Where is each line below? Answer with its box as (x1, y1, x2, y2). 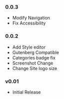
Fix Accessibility (12, 20, 46, 26)
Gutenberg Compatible (12, 49, 60, 55)
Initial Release (12, 89, 41, 95)
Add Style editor (12, 44, 46, 50)
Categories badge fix (12, 54, 56, 60)
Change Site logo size (12, 65, 58, 71)
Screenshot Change (12, 60, 54, 66)
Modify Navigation (12, 15, 51, 21)
